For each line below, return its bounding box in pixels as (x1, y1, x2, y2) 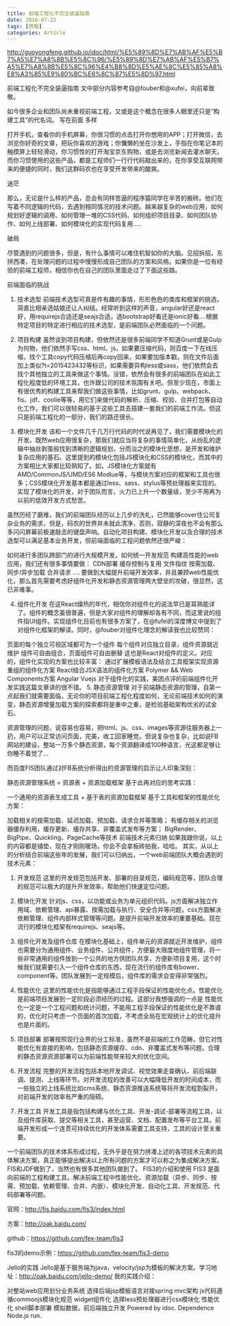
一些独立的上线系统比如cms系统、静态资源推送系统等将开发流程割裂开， (16, 1084, 221, 1093)
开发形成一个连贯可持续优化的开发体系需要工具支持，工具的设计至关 (23, 1124, 216, 1133)
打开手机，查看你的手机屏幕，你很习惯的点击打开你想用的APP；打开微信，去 (7, 130, 223, 139)
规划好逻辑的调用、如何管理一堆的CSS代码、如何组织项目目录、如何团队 (7, 211, 212, 220)
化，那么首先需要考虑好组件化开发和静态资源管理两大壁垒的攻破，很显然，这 (7, 577, 223, 585)
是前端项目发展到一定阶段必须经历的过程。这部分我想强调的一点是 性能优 (16, 995, 223, 1003)
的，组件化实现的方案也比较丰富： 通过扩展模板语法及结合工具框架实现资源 (7, 657, 219, 666)
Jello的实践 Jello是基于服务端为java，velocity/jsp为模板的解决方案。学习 (7, 1264, 212, 1272)
